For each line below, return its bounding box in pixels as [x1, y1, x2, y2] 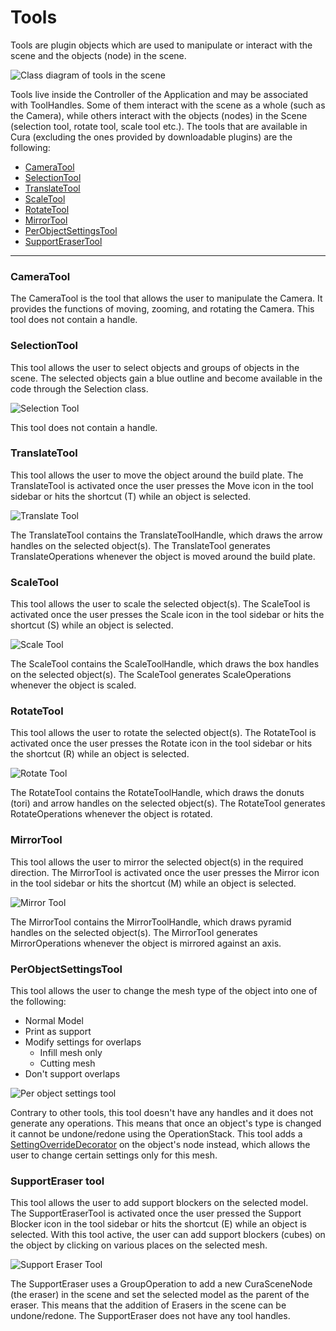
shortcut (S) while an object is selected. [10, 619, 174, 631]
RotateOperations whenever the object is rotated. [10, 808, 213, 820]
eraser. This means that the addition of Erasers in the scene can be [10, 1299, 287, 1311]
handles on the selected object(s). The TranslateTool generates [10, 539, 271, 551]
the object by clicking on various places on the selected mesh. [10, 1239, 268, 1251]
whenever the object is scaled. [10, 679, 137, 691]
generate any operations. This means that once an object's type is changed [10, 1117, 322, 1130]
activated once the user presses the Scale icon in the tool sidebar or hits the [10, 609, 325, 621]
